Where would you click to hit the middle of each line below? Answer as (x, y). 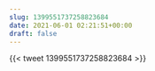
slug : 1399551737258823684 (59, 17)
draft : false (33, 33)
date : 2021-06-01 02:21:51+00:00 (71, 25)
